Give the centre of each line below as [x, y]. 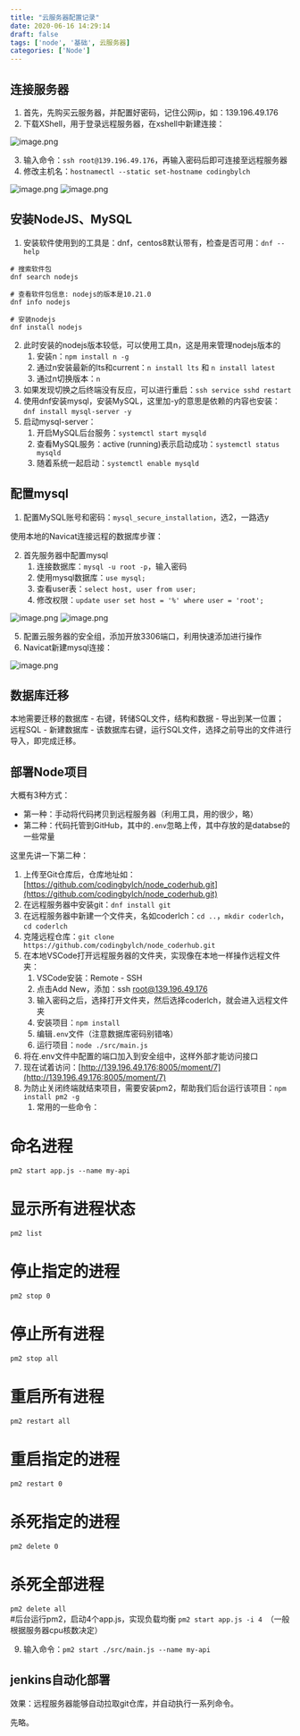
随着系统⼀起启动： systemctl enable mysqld [118, 462]
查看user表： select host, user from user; [117, 589]
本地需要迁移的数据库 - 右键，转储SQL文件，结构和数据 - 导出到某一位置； [147, 719]
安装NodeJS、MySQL [71, 220]
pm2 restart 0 [37, 1484]
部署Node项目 [49, 771]
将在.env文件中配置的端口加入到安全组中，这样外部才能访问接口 [140, 1056]
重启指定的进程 [65, 1460]
